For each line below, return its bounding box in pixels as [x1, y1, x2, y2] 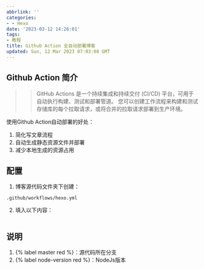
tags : [6, 32, 20, 38]
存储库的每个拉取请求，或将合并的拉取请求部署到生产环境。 [36, 105, 186, 113]
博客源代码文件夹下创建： [15, 183, 80, 190]
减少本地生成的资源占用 [15, 146, 74, 153]
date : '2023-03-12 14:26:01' [6, 26, 80, 32]
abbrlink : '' [6, 9, 40, 15]
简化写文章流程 [15, 131, 53, 138]
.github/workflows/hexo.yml [6, 195, 78, 201]
